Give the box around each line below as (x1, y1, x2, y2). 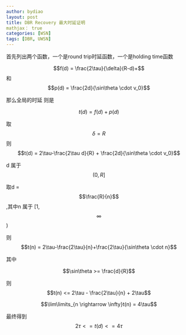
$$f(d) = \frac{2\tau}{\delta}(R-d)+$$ (53, 65, 145, 71)
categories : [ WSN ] (6, 31, 51, 37)
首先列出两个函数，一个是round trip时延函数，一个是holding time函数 (6, 53, 174, 60)
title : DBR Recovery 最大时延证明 (6, 19, 85, 25)
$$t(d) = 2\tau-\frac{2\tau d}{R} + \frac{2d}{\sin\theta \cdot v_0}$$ (17, 150, 181, 156)
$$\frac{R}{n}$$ (78, 193, 119, 200)
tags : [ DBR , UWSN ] (6, 36, 51, 42)
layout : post (6, 14, 38, 20)
